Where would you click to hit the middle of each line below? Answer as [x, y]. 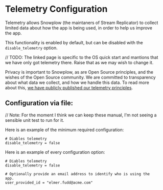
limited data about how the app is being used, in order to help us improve [79, 27]
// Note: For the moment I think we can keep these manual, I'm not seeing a [81, 115]
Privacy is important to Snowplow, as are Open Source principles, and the [79, 72]
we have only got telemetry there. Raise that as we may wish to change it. [79, 62]
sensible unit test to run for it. [35, 120]
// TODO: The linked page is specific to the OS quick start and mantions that [82, 57]
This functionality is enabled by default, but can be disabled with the [74, 42]
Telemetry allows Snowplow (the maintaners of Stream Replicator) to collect [81, 23]
